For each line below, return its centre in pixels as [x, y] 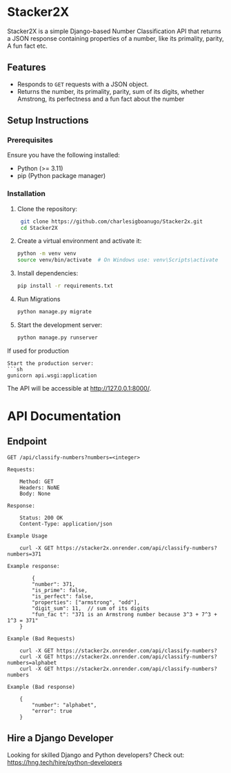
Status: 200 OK [41, 518]
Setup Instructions [48, 120]
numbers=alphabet [32, 663]
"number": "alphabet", [64, 705]
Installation [27, 194]
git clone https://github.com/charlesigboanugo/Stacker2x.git [112, 222]
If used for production [38, 351]
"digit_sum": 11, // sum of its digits [91, 608]
